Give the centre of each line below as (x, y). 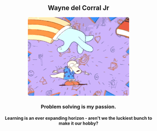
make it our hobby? (78, 123)
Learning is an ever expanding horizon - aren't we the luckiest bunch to (78, 118)
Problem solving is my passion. (78, 107)
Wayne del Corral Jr (78, 8)
